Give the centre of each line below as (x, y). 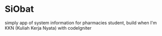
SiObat (19, 9)
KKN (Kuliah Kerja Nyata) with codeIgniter (48, 28)
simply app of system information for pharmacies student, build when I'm (81, 23)
